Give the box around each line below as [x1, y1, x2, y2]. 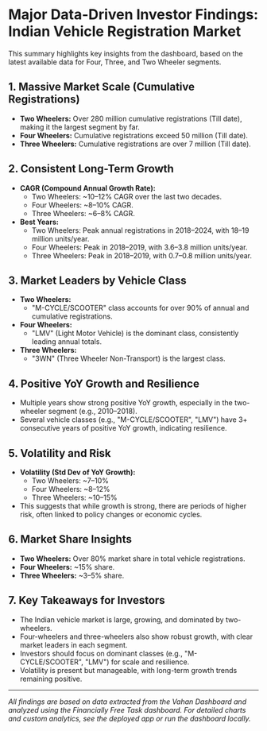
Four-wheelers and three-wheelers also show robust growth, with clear [19, 632, 253, 641]
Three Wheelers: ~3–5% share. [19, 570, 125, 580]
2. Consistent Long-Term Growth [8, 162, 175, 176]
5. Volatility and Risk [8, 447, 111, 460]
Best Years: [19, 217, 60, 226]
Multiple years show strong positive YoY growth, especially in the [19, 398, 233, 408]
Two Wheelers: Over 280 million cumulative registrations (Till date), [19, 114, 242, 123]
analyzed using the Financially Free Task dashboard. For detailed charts [8, 705, 246, 714]
